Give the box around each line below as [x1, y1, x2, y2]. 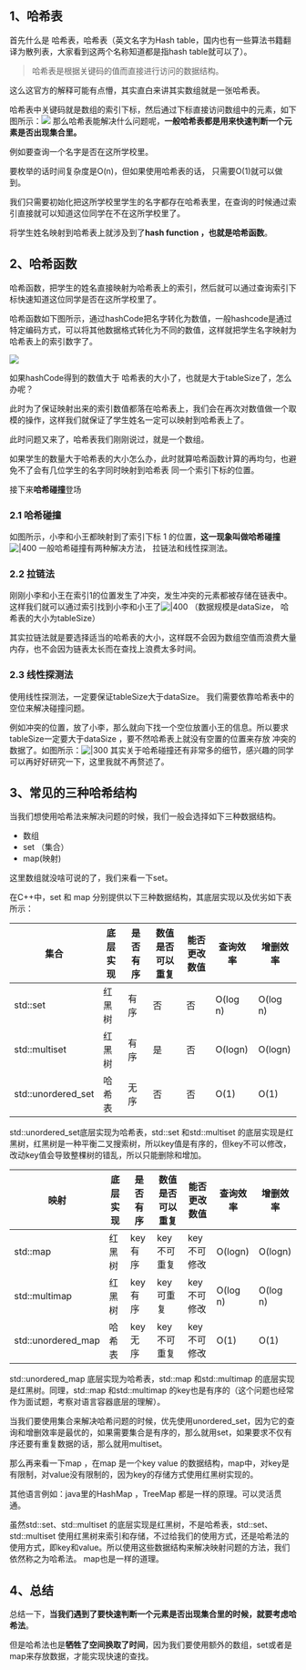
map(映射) [22, 853, 62, 864]
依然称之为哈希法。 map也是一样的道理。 [9, 1553, 164, 1564]
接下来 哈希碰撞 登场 [9, 484, 82, 495]
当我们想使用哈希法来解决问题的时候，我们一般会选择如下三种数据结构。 [9, 811, 280, 822]
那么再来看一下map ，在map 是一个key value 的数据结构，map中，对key [9, 1458, 282, 1469]
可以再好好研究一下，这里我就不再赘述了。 [9, 755, 169, 767]
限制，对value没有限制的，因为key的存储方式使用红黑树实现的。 [16, 1470, 259, 1480]
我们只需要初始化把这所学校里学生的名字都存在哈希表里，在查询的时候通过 [9, 196, 289, 207]
